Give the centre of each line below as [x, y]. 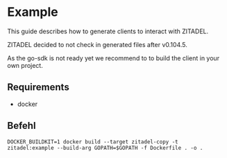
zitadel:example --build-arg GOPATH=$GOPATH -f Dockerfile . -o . [105, 148]
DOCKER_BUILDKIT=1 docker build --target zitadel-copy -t [93, 142]
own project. [25, 65]
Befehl [22, 126]
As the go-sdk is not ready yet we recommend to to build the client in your [113, 58]
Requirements [38, 87]
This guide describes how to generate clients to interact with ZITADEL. [108, 31]
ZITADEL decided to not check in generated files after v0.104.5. [97, 44]
